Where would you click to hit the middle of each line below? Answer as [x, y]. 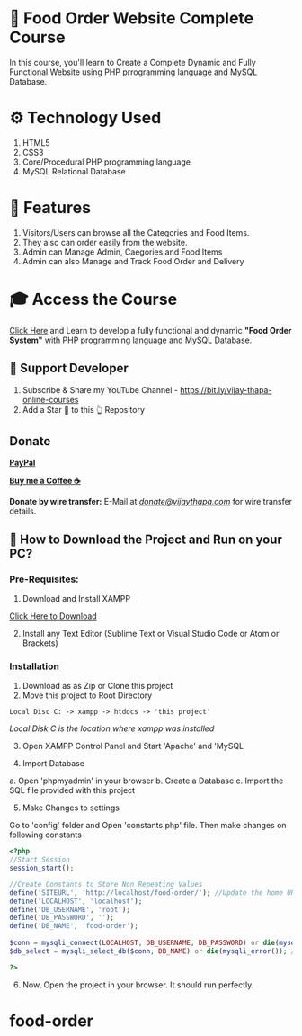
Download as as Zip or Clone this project [98, 686]
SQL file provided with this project [72, 790]
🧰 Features [50, 208]
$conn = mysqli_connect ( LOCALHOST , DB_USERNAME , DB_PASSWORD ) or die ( [144, 943]
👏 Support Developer [69, 368]
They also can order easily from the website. [105, 242]
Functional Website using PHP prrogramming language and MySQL [133, 72]
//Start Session [40, 860]
